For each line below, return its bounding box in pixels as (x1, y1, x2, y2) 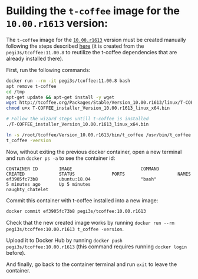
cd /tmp (6, 88, 25, 95)
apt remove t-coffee (6, 83, 57, 89)
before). (6, 249, 26, 256)
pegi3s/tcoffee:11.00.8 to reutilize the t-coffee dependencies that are (6, 48, 177, 55)
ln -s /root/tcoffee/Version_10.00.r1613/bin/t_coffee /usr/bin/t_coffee (6, 132, 192, 138)
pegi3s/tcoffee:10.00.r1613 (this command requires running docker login (6, 243, 187, 250)
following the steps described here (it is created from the (6, 42, 144, 50)
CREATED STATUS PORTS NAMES (6, 171, 192, 177)
